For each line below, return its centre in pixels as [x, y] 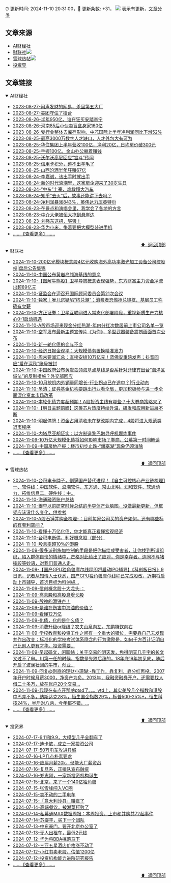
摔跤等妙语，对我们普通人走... [44, 563]
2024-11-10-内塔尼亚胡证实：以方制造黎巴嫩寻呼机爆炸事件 [74, 433]
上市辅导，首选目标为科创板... [48, 582]
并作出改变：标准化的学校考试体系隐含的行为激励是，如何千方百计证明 [86, 639]
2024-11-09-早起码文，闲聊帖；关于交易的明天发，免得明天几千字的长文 [88, 652]
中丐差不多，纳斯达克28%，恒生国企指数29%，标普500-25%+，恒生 [85, 697]
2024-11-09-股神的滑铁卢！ [41, 601]
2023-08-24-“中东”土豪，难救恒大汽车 [53, 189]
